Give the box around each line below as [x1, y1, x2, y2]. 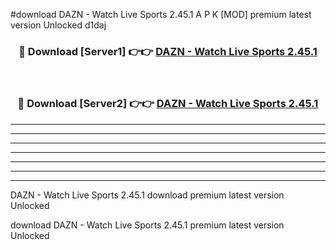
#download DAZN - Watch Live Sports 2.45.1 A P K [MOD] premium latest [10, 9, 312, 20]
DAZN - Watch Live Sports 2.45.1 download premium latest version [10, 189, 285, 201]
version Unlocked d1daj [10, 19, 107, 31]
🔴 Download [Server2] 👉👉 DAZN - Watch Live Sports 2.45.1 [17, 97, 319, 111]
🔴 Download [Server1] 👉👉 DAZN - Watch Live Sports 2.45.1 [18, 44, 318, 58]
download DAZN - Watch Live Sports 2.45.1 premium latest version [10, 219, 285, 231]
